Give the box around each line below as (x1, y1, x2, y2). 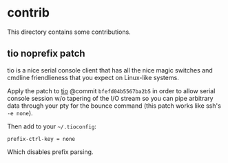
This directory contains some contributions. (7, 28, 131, 36)
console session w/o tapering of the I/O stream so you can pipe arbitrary (7, 94, 214, 102)
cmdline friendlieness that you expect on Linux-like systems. (7, 73, 179, 81)
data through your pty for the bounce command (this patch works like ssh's (7, 102, 222, 110)
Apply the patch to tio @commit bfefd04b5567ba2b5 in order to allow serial (7, 86, 216, 95)
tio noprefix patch (7, 48, 85, 59)
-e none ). (7, 108, 33, 117)
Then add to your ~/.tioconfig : (7, 122, 96, 131)
